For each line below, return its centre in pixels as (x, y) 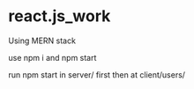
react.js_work (60, 16)
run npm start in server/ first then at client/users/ (97, 74)
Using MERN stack (42, 41)
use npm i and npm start (52, 57)
